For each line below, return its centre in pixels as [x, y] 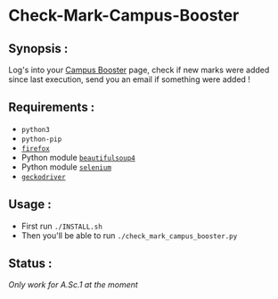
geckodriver [43, 177]
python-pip [41, 139]
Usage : [30, 205]
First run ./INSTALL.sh [62, 226]
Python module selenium [66, 167]
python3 [35, 129]
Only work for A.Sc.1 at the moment [74, 285]
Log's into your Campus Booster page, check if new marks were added [139, 70]
